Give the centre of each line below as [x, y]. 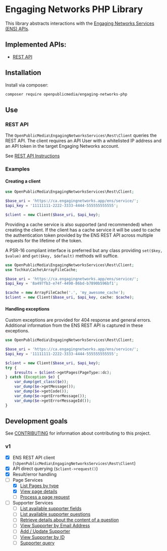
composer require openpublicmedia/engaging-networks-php [66, 94]
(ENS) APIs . [17, 28]
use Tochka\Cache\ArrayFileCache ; [42, 270]
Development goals [37, 421]
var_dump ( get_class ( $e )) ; [42, 382]
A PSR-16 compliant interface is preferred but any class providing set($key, [84, 250]
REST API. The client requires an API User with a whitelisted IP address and [83, 141]
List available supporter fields [51, 508]
